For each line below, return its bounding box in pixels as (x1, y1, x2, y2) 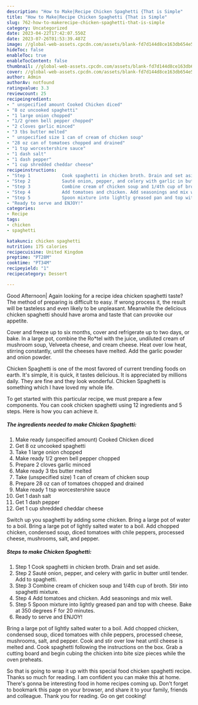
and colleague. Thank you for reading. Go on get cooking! (6, 692, 147, 699)
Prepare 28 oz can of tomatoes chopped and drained (15, 480, 144, 487)
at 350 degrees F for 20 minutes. (15, 607, 96, 614)
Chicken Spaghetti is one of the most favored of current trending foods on (6, 365, 186, 372)
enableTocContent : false (6, 58, 68, 64)
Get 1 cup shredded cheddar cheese (15, 504, 103, 512)
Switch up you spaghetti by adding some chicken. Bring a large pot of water (6, 516, 190, 523)
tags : (6, 217, 20, 222)
